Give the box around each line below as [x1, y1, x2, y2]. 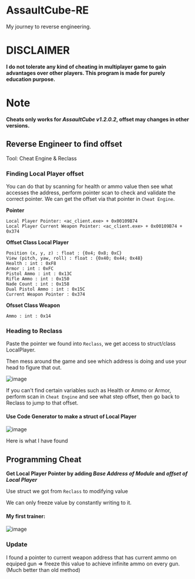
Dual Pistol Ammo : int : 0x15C [6, 286, 85, 292]
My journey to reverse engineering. [6, 23, 91, 30]
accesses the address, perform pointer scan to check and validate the [6, 189, 176, 196]
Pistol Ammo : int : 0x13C [6, 270, 72, 277]
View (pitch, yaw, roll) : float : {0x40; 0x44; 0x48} [6, 255, 143, 261]
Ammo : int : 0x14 [6, 313, 51, 319]
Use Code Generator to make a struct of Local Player [6, 413, 137, 420]
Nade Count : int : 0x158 [6, 281, 69, 287]
